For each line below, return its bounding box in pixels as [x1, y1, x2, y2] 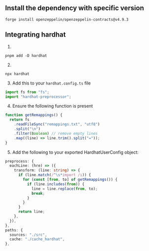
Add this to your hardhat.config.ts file [12, 80, 91, 86]
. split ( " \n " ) [14, 126, 41, 131]
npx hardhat [5, 71, 30, 76]
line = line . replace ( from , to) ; [31, 186, 98, 191]
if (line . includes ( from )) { [27, 181, 85, 187]
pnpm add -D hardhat [5, 53, 48, 58]
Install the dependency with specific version [5, 4, 144, 12]
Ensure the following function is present [12, 103, 93, 109]
